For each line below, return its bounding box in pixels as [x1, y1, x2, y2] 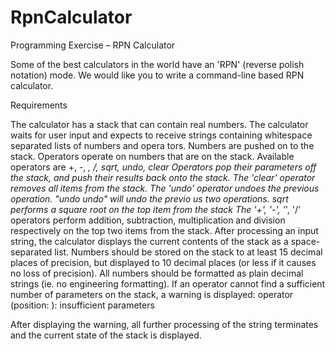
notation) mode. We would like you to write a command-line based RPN [10, 69, 305, 81]
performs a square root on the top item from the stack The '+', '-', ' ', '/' [10, 203, 302, 215]
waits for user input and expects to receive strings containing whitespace [10, 129, 313, 141]
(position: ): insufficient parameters [10, 299, 155, 311]
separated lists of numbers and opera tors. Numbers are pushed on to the [10, 139, 315, 151]
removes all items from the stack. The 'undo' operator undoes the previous [10, 182, 320, 194]
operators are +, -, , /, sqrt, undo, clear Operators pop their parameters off [10, 161, 317, 173]
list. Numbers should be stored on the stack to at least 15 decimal [54, 246, 323, 258]
